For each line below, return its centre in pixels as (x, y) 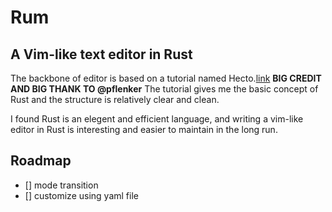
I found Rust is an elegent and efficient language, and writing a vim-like (157, 119)
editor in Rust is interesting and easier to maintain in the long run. (144, 129)
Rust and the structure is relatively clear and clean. (115, 99)
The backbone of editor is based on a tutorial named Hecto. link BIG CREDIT (166, 78)
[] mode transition (61, 185)
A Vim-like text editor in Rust (101, 54)
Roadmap (41, 161)
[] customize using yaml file (81, 195)
